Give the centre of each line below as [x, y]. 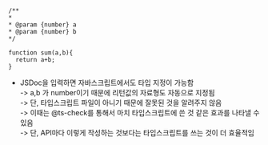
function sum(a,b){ [41, 53]
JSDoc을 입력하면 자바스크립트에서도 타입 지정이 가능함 [107, 83]
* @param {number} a [43, 25]
